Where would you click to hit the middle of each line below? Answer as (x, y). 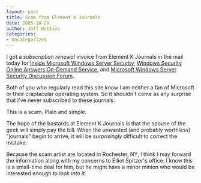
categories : (21, 34)
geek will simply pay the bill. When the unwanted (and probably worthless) (98, 130)
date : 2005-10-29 (28, 23)
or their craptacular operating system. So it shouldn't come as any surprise (99, 94)
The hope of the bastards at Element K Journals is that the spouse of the (96, 123)
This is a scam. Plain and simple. (46, 112)
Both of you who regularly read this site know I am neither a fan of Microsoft (100, 87)
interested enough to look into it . (46, 173)
